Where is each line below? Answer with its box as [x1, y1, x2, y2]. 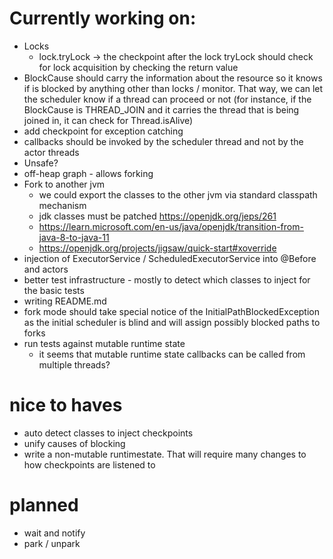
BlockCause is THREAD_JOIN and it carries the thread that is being [23, 103, 300, 116]
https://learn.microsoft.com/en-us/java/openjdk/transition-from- [38, 220, 304, 232]
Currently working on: [9, 7, 197, 30]
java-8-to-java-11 [38, 231, 110, 243]
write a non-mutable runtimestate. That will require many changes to [23, 448, 307, 460]
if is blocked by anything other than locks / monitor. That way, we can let [23, 82, 324, 94]
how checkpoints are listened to [23, 458, 156, 471]
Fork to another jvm [23, 178, 106, 190]
